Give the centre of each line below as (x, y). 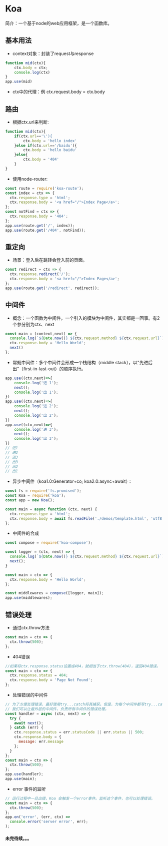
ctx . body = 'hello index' (50, 141)
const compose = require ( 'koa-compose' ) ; (49, 543)
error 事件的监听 (29, 789)
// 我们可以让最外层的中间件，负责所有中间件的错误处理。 (57, 709)
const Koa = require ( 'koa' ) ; (35, 496)
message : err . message (41, 741)
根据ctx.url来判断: (30, 122)
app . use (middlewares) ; (29, 598)
